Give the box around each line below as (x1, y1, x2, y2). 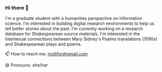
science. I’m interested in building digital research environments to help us (5, 20, 155, 26)
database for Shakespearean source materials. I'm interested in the (5, 31, 140, 37)
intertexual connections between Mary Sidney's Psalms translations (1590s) (5, 36, 158, 42)
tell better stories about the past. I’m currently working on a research (5, 26, 143, 32)
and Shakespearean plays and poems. (5, 41, 82, 47)
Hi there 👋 (5, 4, 29, 11)
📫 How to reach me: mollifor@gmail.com (5, 51, 88, 57)
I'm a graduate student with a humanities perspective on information (5, 16, 142, 21)
